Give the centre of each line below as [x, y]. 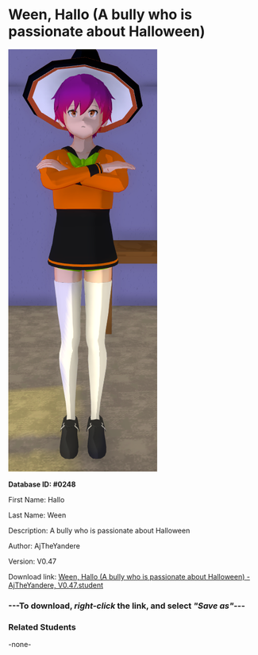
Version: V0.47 [33, 561]
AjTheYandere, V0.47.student [56, 585]
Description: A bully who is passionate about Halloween [99, 530]
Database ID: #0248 [42, 484]
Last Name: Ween [37, 515]
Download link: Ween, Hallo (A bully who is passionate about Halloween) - [129, 576]
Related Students [42, 627]
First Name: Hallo [37, 499]
